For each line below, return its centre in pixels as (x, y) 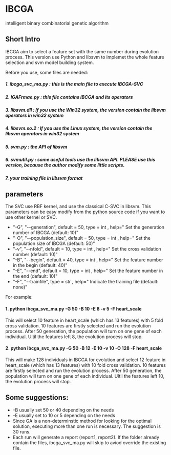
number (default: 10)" (35, 255)
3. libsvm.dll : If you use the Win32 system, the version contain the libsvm (86, 110)
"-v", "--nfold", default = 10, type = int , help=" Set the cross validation (87, 249)
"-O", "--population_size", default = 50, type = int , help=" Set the (82, 238)
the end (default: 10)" (35, 276)
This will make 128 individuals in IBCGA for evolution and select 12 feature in (85, 360)
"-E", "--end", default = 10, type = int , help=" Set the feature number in (88, 271)
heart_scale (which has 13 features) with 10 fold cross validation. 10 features (86, 365)
